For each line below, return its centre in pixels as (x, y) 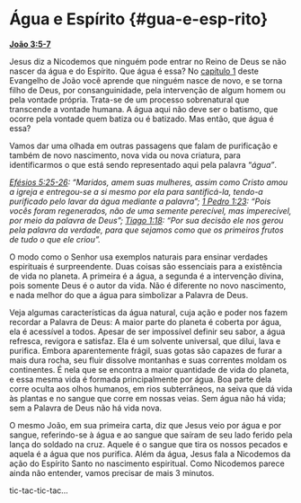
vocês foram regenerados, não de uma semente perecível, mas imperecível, (150, 210)
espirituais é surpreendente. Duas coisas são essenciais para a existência (146, 266)
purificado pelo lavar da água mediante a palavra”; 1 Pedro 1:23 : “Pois (140, 201)
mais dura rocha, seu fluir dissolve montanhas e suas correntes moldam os (148, 360)
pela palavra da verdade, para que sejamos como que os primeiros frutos (147, 230)
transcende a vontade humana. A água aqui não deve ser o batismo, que (144, 109)
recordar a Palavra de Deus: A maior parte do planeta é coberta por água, (146, 322)
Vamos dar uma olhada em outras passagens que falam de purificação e (144, 146)
